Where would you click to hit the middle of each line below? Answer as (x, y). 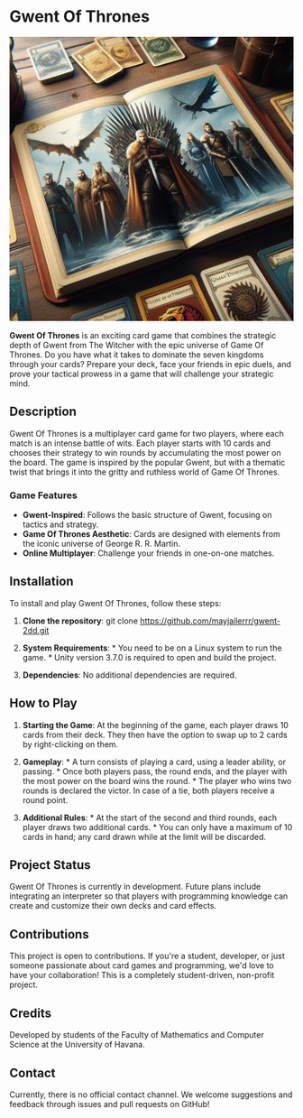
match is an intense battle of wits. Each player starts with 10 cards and (140, 443)
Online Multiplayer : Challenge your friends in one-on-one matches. (148, 553)
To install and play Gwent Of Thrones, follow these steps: (115, 603)
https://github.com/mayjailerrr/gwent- (210, 621)
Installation (41, 582)
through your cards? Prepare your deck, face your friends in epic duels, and (150, 364)
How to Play (44, 703)
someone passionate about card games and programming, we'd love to (142, 966)
